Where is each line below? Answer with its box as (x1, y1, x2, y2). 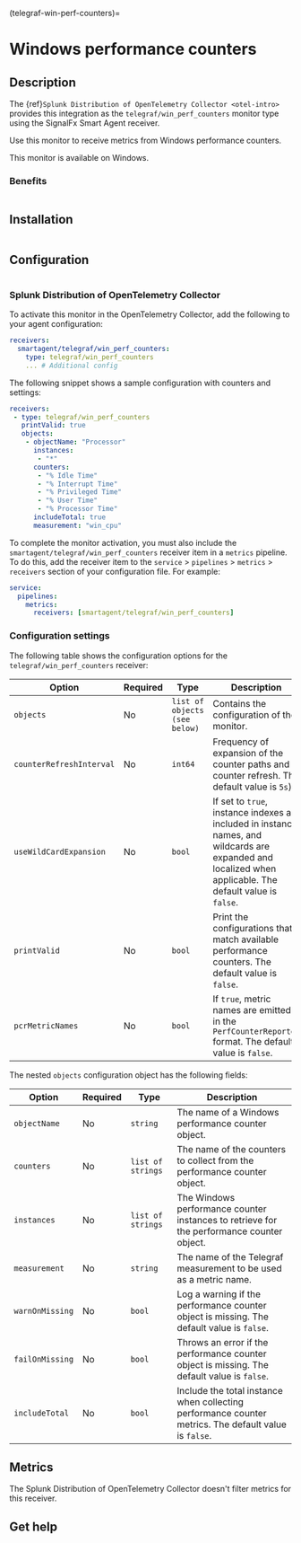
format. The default (212, 1035, 294, 1047)
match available (212, 933, 279, 946)
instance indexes (212, 806, 284, 818)
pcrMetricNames (13, 1020, 79, 1031)
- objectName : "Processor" (25, 437, 126, 447)
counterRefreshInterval (13, 759, 116, 769)
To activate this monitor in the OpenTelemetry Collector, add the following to (9, 309, 290, 320)
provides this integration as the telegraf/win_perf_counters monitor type (9, 108, 279, 119)
